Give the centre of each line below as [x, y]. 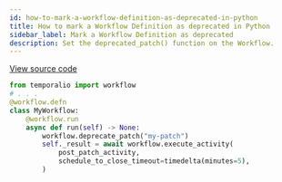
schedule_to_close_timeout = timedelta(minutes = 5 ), [154, 161]
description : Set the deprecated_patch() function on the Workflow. [142, 43]
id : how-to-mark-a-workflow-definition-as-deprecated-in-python [134, 18]
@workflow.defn [38, 102]
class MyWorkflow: [44, 110]
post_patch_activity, [99, 153]
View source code [43, 69]
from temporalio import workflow [73, 86]
